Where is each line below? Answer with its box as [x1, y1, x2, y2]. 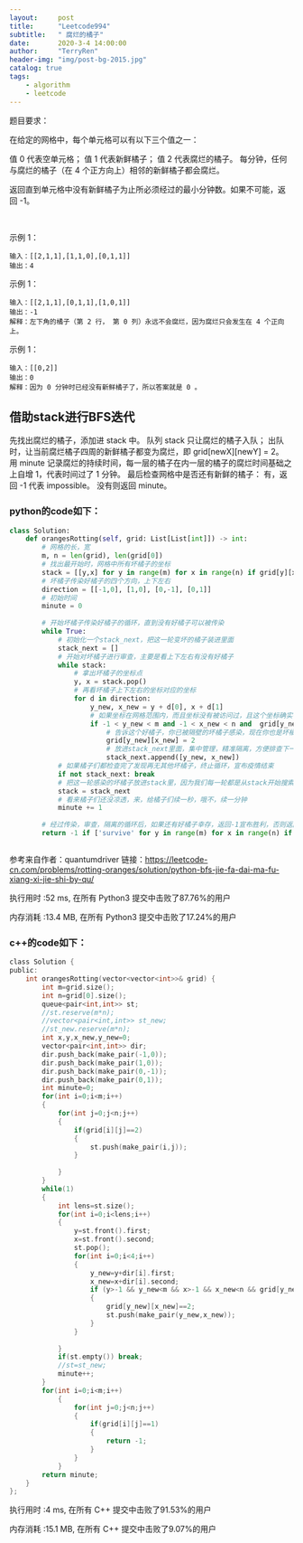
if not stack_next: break [57, 769, 155, 778]
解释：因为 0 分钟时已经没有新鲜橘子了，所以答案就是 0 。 [9, 382, 202, 391]
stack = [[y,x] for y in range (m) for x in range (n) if [41, 568, 256, 577]
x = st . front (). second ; [73, 1235, 155, 1244]
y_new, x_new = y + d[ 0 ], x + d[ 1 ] [89, 702, 224, 711]
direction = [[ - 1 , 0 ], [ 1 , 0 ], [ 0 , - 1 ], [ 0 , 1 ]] [41, 585, 212, 594]
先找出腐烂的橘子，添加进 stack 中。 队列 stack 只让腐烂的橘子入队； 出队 [9, 435, 284, 446]
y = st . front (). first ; [73, 1227, 151, 1236]
